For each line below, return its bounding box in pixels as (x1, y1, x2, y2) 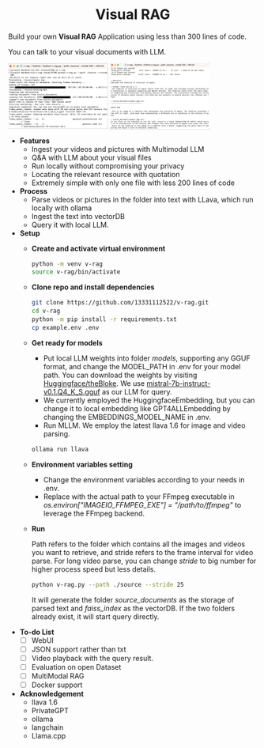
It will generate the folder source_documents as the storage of (31, 595, 235, 604)
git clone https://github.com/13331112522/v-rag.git (31, 299, 209, 307)
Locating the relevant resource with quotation (31, 169, 180, 179)
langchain (31, 722, 64, 732)
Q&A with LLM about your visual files (31, 153, 152, 162)
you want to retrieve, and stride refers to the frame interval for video (31, 547, 254, 557)
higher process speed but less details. (31, 564, 157, 574)
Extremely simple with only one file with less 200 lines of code (31, 178, 236, 187)
